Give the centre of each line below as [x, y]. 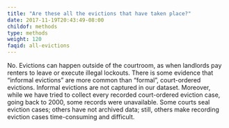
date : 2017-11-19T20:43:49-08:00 [56, 20]
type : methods [28, 33]
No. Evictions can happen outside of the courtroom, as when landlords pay [114, 65]
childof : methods [32, 26]
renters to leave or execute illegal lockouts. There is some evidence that [110, 73]
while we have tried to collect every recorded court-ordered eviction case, [114, 95]
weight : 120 [24, 39]
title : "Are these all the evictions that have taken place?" [99, 13]
